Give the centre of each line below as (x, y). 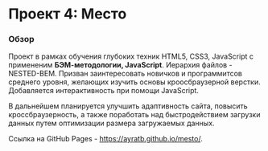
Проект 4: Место (68, 14)
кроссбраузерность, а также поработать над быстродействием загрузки (134, 115)
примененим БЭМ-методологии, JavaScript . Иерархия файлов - (120, 65)
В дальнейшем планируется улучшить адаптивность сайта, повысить (128, 106)
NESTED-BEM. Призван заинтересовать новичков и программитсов (126, 74)
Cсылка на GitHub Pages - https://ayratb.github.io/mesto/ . (105, 139)
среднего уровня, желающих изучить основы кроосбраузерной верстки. (135, 82)
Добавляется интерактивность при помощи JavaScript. (104, 91)
